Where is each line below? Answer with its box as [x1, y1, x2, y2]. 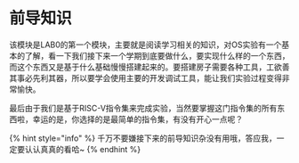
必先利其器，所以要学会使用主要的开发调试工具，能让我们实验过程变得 [24, 72, 282, 83]
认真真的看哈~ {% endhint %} [32, 143, 141, 154]
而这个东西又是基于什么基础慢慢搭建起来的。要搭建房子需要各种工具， [9, 61, 267, 72]
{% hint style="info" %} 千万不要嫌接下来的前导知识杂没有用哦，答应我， [9, 133, 278, 143]
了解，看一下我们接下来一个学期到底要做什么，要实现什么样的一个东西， [24, 50, 290, 61]
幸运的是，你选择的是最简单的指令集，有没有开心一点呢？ [32, 113, 243, 125]
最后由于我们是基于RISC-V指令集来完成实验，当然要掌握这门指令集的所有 [9, 102, 278, 113]
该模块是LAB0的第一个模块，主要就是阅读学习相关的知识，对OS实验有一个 [9, 39, 282, 50]
